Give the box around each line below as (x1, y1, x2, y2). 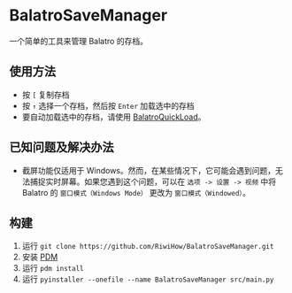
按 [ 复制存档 (21, 89, 70, 100)
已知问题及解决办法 (9, 140, 114, 155)
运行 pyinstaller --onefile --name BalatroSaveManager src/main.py (21, 274, 274, 284)
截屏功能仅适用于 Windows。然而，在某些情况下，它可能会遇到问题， (21, 165, 276, 175)
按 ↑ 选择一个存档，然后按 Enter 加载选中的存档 (21, 100, 195, 111)
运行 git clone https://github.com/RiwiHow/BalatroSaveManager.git (21, 241, 274, 251)
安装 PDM (21, 251, 58, 262)
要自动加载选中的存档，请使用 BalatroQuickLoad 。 (21, 112, 206, 122)
